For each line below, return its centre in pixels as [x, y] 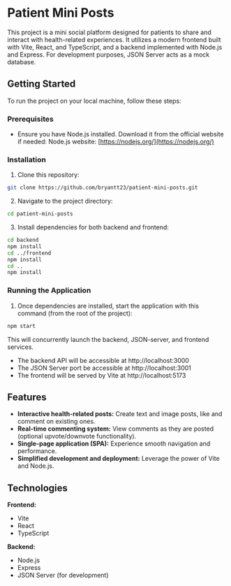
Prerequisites [30, 119]
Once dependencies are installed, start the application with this [108, 306]
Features [27, 397]
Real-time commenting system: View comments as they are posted [115, 429]
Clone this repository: [48, 175]
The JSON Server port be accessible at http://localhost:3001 [104, 368]
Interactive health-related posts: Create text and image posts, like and [120, 414]
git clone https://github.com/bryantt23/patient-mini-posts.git [103, 188]
